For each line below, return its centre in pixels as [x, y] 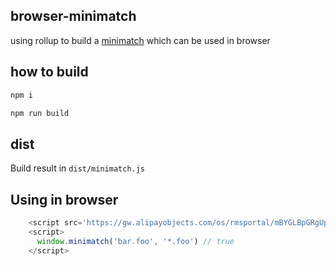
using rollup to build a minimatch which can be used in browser [140, 40]
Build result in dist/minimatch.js [78, 168]
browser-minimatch [73, 16]
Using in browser [64, 199]
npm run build [40, 113]
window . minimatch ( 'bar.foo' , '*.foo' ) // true [135, 241]
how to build [49, 72]
